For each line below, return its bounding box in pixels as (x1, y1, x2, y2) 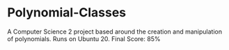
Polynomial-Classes (7, 5, 127, 21)
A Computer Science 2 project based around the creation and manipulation (7, 27, 223, 36)
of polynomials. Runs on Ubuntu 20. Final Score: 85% (7, 34, 161, 42)
